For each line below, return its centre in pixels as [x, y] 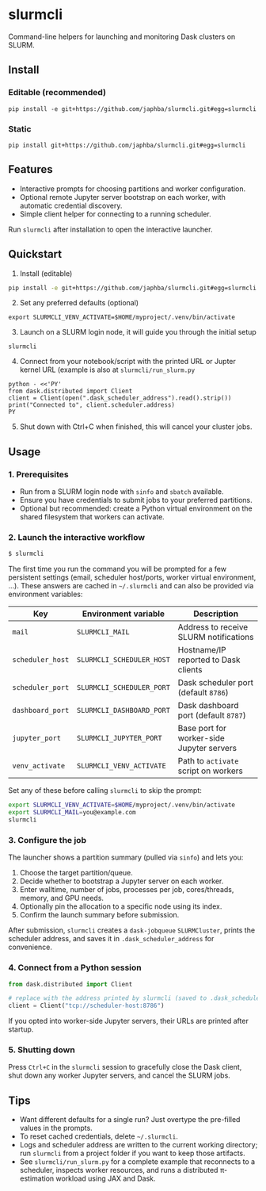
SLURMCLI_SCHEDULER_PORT [123, 688]
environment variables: [46, 594]
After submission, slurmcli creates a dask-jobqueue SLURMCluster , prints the [132, 930]
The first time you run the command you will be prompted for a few [118, 569]
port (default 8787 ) [212, 715]
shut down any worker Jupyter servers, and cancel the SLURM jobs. [120, 1075]
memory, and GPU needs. [62, 898]
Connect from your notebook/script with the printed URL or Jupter [127, 362]
